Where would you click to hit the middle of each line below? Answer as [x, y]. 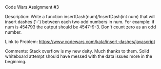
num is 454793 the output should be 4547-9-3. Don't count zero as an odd [80, 27]
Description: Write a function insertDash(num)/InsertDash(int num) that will [80, 16]
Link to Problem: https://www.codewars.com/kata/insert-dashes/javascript [80, 42]
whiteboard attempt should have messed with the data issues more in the [79, 56]
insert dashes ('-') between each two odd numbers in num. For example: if [80, 22]
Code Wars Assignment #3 [32, 7]
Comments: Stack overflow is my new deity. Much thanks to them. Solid [77, 51]
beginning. [16, 61]
